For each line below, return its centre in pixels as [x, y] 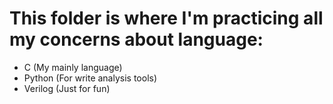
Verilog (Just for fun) [67, 88]
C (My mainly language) [73, 67]
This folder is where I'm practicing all [166, 18]
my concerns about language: [136, 39]
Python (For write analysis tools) [90, 78]
